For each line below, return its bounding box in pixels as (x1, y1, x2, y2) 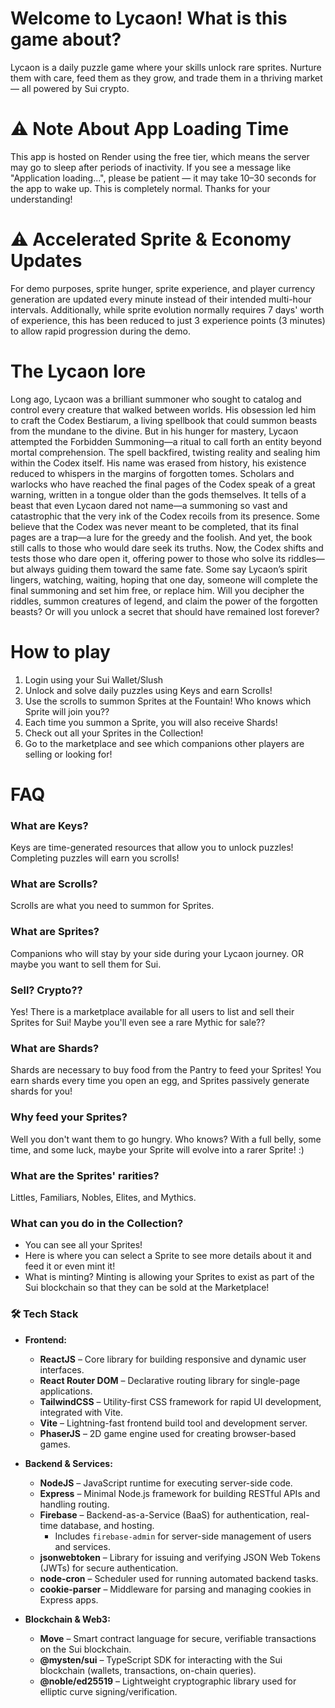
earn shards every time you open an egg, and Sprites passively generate (10, 1075, 310, 1087)
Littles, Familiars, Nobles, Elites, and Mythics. (10, 1191, 197, 1203)
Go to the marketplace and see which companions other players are (24, 737, 305, 749)
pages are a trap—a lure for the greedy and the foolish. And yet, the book (10, 531, 313, 543)
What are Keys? (10, 818, 89, 832)
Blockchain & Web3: (24, 1613, 111, 1625)
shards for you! (10, 1085, 73, 1097)
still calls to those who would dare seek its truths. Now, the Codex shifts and (10, 542, 324, 554)
